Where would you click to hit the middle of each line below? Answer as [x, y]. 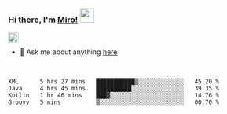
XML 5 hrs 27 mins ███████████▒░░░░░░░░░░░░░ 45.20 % [114, 82]
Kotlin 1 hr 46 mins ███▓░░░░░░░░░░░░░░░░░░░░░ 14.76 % [114, 96]
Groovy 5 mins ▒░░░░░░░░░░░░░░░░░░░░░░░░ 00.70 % [114, 102]
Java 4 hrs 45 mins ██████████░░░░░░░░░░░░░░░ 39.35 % [114, 89]
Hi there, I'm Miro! [43, 20]
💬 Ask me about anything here [68, 52]
